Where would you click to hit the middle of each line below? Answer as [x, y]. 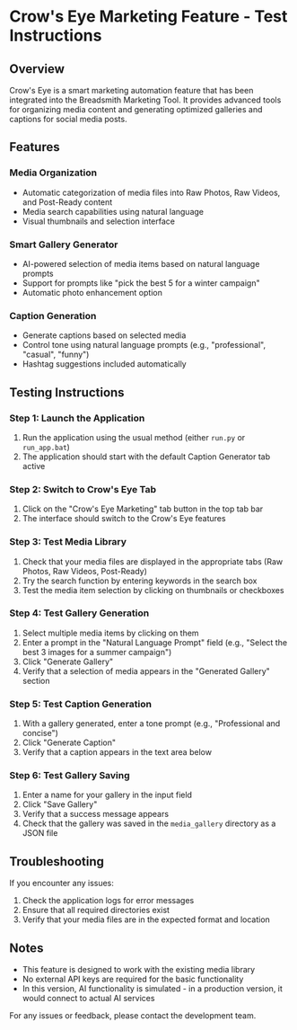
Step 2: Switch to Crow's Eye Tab [83, 489]
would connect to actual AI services [88, 999]
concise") [40, 733]
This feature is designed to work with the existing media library [139, 970]
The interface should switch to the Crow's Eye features [124, 519]
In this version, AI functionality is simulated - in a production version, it [152, 989]
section [36, 680]
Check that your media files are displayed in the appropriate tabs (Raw [153, 561]
